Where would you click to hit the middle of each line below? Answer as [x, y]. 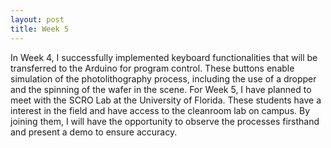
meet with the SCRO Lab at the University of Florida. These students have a [166, 100]
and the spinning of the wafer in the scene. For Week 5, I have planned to [161, 89]
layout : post [37, 19]
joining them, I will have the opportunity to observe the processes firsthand [165, 121]
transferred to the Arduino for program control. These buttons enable [152, 68]
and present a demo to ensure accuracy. [94, 132]
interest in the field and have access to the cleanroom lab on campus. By [160, 110]
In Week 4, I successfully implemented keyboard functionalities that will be [164, 57]
